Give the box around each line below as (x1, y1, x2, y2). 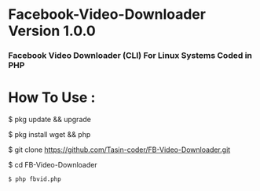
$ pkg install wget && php (8, 130, 91, 139)
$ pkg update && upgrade (8, 115, 92, 124)
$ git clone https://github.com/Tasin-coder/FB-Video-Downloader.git (8, 145, 231, 154)
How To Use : (8, 88, 96, 106)
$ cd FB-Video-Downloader (8, 160, 97, 170)
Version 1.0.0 (8, 22, 96, 40)
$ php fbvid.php (8, 175, 61, 183)
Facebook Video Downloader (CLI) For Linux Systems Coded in (8, 50, 253, 61)
